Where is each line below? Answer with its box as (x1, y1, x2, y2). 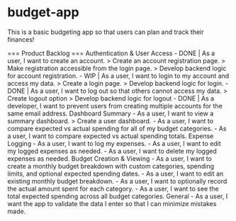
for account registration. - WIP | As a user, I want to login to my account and (7, 72, 230, 80)
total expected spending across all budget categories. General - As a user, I (7, 192, 228, 200)
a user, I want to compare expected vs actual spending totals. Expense (7, 132, 214, 140)
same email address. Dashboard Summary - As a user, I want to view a (7, 109, 214, 118)
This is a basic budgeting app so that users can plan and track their (7, 28, 204, 36)
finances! (7, 35, 35, 43)
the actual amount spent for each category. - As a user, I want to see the (7, 184, 220, 193)
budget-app (7, 4, 79, 21)
